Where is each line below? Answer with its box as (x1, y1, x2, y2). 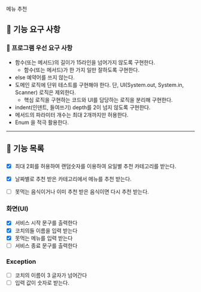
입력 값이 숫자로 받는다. (14, 279, 70, 287)
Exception (6, 257, 36, 266)
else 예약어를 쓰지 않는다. (14, 74, 75, 81)
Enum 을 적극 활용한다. (14, 119, 69, 126)
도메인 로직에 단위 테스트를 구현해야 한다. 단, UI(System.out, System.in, (14, 81, 184, 88)
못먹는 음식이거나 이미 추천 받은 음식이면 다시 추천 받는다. (14, 188, 150, 195)
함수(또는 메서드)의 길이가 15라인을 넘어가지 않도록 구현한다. (14, 59, 156, 66)
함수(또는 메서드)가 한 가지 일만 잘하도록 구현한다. (23, 66, 139, 73)
